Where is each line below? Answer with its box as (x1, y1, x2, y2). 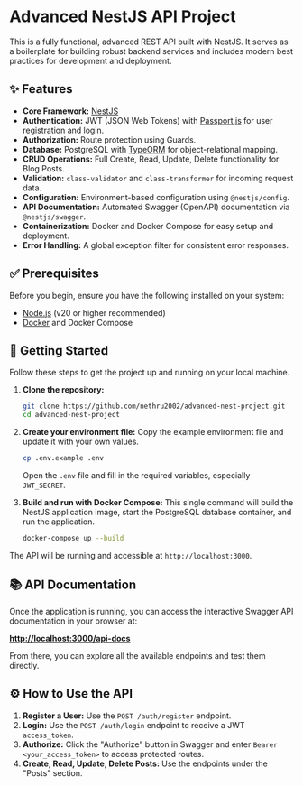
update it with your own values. (22, 436, 140, 448)
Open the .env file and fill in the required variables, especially (22, 470, 251, 480)
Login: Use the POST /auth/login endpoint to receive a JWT (22, 719, 245, 730)
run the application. (22, 516, 95, 527)
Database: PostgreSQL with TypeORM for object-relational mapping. (22, 143, 278, 154)
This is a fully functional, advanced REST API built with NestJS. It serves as (9, 36, 289, 47)
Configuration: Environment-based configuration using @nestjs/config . (22, 191, 290, 202)
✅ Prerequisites (9, 266, 99, 282)
